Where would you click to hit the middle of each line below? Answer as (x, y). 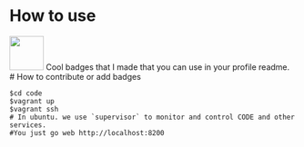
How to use (53, 16)
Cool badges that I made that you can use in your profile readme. (167, 67)
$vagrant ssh (34, 109)
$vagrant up (32, 101)
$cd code (26, 93)
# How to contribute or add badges (75, 76)
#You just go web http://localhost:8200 (87, 132)
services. (28, 125)
